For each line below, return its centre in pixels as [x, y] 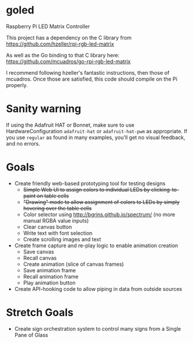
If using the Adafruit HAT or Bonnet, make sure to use [70, 125]
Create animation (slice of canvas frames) [73, 264]
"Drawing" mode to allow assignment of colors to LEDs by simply [101, 202]
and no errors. [23, 143]
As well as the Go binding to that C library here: [63, 55]
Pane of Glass [31, 335]
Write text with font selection [58, 233]
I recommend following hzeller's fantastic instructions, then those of [88, 72]
